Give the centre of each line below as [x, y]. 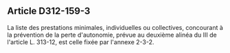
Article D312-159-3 [49, 11]
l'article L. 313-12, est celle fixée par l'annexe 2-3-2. [81, 42]
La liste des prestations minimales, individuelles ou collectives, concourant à [115, 27]
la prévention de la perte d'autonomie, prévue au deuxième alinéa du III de [112, 35]
